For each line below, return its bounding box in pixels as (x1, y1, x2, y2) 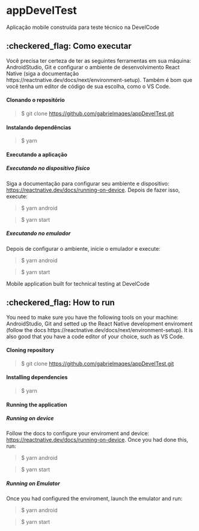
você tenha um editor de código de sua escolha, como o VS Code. (6, 83, 171, 90)
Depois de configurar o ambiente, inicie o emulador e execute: (6, 245, 161, 252)
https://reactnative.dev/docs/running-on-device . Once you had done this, (6, 436, 188, 444)
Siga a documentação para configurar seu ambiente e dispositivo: (6, 180, 170, 187)
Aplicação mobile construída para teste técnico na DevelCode (6, 24, 159, 31)
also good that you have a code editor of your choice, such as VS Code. (6, 333, 185, 340)
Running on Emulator (6, 480, 60, 487)
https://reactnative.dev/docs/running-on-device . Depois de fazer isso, (6, 186, 180, 193)
